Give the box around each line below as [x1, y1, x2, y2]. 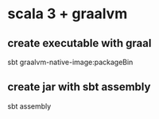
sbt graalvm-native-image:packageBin [7, 57, 134, 67]
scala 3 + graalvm [7, 5, 128, 23]
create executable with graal [7, 36, 152, 50]
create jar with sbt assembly [7, 80, 151, 94]
